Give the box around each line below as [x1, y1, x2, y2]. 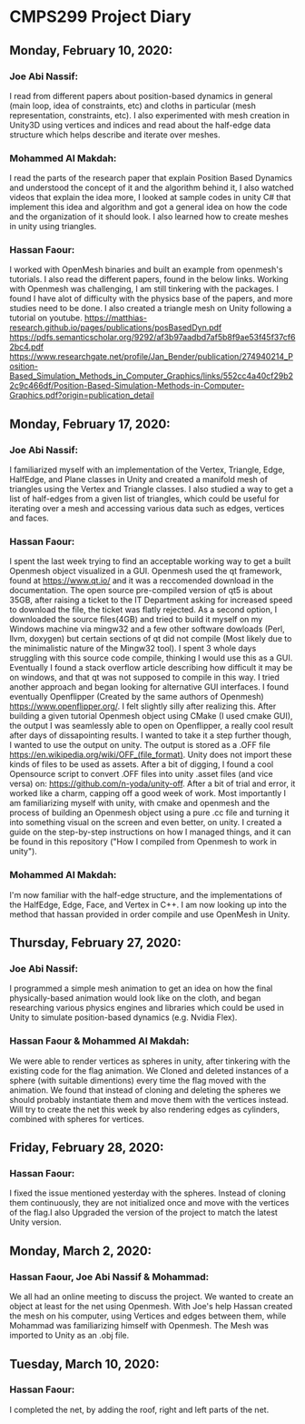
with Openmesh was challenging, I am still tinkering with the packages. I [9, 284, 279, 295]
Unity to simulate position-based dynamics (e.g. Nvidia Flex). [9, 1012, 238, 1023]
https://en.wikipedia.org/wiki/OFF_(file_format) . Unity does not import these [9, 749, 292, 761]
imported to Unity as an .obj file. [9, 1330, 130, 1341]
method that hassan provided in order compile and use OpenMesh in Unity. [9, 908, 290, 920]
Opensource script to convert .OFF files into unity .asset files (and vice [9, 769, 274, 780]
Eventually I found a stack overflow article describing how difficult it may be [9, 662, 293, 673]
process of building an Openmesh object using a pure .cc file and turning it [9, 807, 290, 818]
